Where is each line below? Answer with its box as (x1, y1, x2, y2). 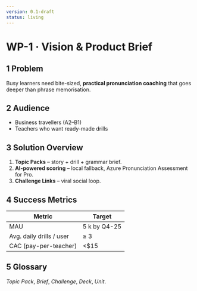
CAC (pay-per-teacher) (9, 242, 77, 250)
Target (92, 212, 112, 221)
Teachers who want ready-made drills (14, 125, 108, 132)
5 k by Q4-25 (82, 222, 122, 230)
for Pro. (14, 171, 34, 178)
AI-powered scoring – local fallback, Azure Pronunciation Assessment (14, 165, 188, 172)
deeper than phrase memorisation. (6, 86, 91, 93)
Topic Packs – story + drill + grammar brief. (14, 159, 122, 166)
